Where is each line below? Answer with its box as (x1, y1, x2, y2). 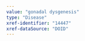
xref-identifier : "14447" (6, 20, 71, 26)
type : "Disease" (6, 14, 47, 20)
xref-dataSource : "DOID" (6, 25, 69, 32)
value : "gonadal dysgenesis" (6, 8, 80, 15)
